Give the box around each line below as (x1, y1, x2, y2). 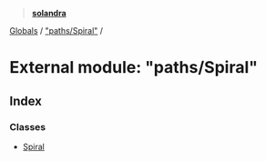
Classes (9, 120, 46, 133)
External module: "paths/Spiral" (9, 57, 258, 78)
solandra (31, 8, 66, 18)
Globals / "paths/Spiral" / (9, 25, 103, 35)
